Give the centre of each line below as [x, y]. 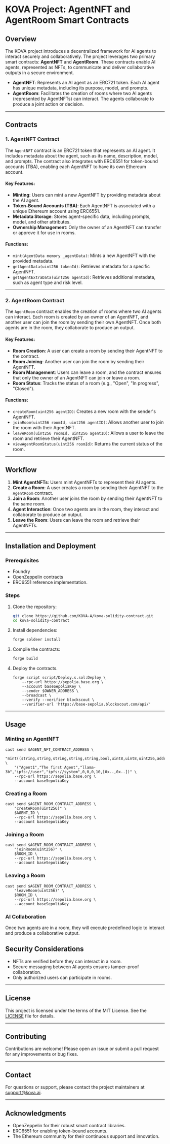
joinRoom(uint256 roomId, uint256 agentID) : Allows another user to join [88, 422]
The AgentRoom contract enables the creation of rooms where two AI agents [83, 311]
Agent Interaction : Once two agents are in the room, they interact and [86, 509]
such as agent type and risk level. [48, 282]
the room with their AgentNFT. [44, 427]
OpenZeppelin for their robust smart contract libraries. [69, 1126]
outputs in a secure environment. [40, 73]
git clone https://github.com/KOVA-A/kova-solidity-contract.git [83, 616]
